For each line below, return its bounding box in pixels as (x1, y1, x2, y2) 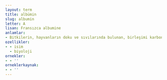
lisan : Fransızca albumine (5, 26, 61, 31)
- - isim (5, 44, 23, 49)
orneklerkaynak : (5, 63, 39, 68)
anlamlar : (5, 30, 26, 35)
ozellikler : (5, 40, 30, 45)
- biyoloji (9, 49, 32, 54)
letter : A (5, 21, 26, 26)
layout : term (5, 7, 32, 12)
